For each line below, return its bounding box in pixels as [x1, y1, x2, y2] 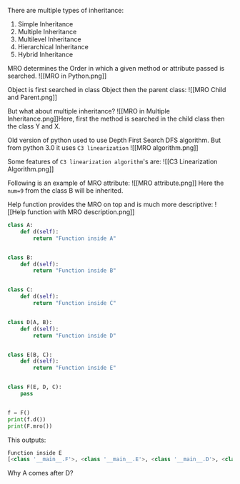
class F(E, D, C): [7, 383, 62, 391]
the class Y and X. [7, 122, 61, 131]
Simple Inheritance [17, 20, 74, 28]
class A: [7, 221, 34, 228]
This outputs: [7, 435, 46, 444]
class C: [7, 286, 34, 293]
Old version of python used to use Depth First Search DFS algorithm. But [7, 136, 221, 144]
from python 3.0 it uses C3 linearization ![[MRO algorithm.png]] [7, 143, 199, 152]
